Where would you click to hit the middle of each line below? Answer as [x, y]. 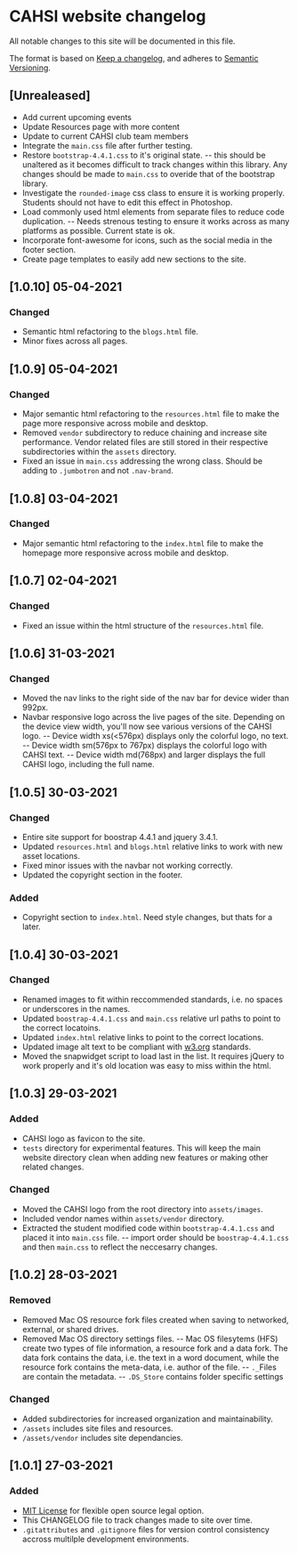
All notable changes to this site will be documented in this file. [122, 41]
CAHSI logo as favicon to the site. [84, 1138]
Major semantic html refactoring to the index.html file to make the [143, 543]
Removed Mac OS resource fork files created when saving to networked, [155, 1320]
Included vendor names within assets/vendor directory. [123, 1218]
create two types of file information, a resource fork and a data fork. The [155, 1348]
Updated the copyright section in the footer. [102, 875]
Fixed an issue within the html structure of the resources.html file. [143, 626]
